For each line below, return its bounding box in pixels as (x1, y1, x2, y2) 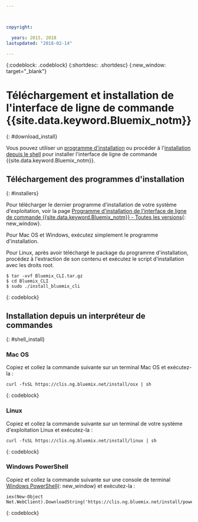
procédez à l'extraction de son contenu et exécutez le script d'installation (6, 255, 184, 262)
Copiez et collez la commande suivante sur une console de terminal (6, 476, 171, 483)
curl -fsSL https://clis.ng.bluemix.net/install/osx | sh (6, 382, 151, 388)
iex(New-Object (6, 494, 44, 500)
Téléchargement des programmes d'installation (6, 174, 184, 184)
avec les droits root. (6, 262, 54, 269)
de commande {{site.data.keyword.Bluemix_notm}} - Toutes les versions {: (6, 214, 186, 221)
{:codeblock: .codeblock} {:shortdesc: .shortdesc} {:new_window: (6, 61, 166, 68)
